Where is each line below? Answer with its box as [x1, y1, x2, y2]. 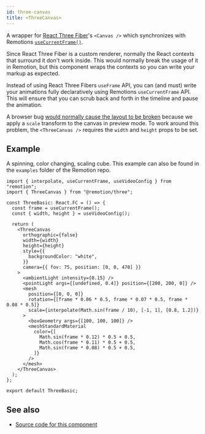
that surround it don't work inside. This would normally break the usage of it [6, 56, 198, 64]
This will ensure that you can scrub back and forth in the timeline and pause [6, 95, 198, 102]
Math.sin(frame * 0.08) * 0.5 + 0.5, [39, 345, 136, 351]
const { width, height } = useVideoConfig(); [12, 211, 131, 217]
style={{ [22, 248, 45, 255]
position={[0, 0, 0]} [28, 291, 84, 298]
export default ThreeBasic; [6, 388, 79, 394]
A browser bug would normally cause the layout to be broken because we [6, 113, 193, 120]
